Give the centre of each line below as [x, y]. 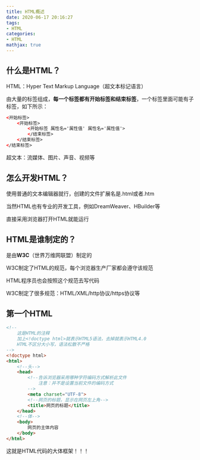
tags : [13, 23]
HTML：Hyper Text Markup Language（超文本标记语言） [76, 86]
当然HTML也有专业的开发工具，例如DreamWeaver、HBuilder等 [83, 206]
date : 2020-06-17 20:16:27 [40, 17]
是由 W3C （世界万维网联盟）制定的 [49, 255]
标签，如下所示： [27, 106]
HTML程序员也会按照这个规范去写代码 [53, 280]
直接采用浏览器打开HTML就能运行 [48, 219]
